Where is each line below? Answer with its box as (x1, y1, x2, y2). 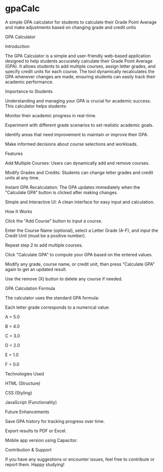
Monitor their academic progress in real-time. (5, 112, 97, 118)
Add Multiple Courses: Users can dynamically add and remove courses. (5, 160, 150, 166)
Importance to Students (5, 88, 53, 94)
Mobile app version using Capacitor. (5, 437, 78, 443)
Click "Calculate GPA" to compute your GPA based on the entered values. (5, 251, 153, 257)
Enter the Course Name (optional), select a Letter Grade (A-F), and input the (5, 227, 158, 233)
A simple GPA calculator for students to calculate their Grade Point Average (5, 19, 157, 25)
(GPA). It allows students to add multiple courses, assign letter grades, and (5, 63, 156, 69)
